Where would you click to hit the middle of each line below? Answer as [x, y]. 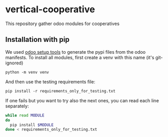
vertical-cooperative [50, 9]
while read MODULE [25, 115]
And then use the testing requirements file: [50, 82]
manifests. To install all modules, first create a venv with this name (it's [80, 57]
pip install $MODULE [32, 125]
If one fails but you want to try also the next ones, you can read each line [82, 100]
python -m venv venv [27, 72]
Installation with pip [38, 40]
